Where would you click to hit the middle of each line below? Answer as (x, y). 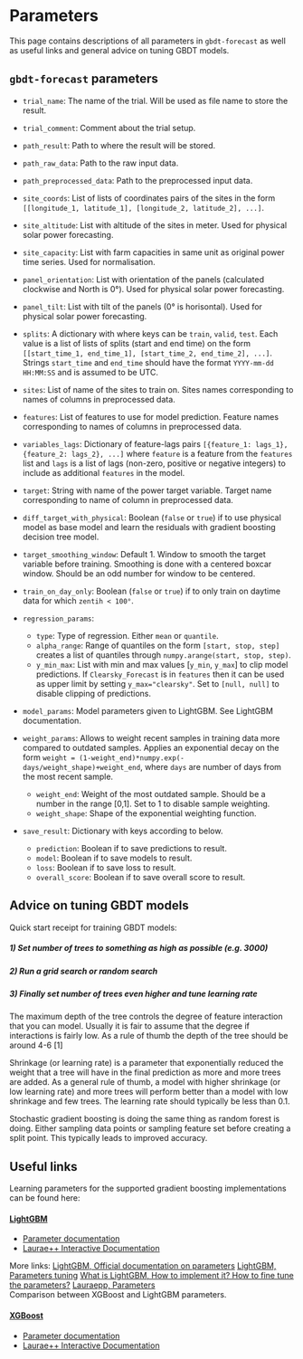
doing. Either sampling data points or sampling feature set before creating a (150, 1128)
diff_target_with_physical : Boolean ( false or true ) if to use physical (152, 518)
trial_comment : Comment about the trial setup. (109, 128)
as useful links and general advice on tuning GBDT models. (119, 50)
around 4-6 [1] (36, 1045)
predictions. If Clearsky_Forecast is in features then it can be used (160, 674)
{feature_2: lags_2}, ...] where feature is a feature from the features (157, 453)
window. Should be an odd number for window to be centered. (139, 573)
